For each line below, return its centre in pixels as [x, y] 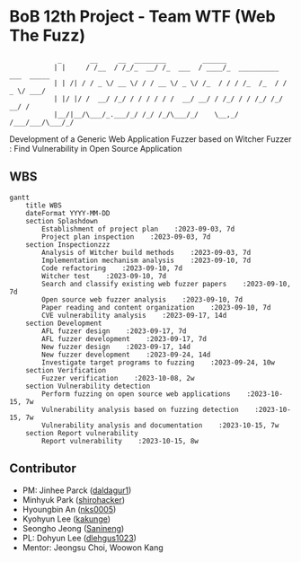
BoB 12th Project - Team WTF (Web [142, 17]
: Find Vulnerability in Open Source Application [96, 148]
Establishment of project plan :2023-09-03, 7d [138, 229]
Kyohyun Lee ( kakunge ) [66, 519]
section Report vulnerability [82, 433]
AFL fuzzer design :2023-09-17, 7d [114, 331]
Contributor [43, 469]
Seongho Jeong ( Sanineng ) [73, 528]
